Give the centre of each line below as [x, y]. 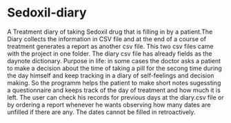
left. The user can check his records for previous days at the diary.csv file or [115, 97]
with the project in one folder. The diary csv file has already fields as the [110, 54]
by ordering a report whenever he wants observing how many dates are [109, 104]
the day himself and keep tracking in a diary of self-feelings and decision [111, 75]
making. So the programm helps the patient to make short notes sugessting [114, 82]
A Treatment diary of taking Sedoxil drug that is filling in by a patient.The [110, 32]
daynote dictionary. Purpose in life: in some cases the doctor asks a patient [114, 60]
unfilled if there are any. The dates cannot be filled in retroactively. [101, 112]
